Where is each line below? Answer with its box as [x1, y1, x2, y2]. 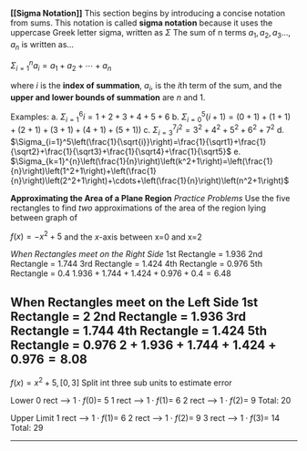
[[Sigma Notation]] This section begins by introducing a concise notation [10, 8, 286, 18]
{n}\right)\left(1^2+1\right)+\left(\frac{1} [10, 165, 158, 176]
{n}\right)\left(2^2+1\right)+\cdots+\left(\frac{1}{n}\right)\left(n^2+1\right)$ [10, 175, 290, 186]
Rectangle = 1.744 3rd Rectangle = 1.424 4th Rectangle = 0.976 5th [10, 259, 263, 270]
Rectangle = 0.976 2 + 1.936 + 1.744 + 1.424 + [10, 337, 277, 353]
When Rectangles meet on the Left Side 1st [10, 294, 259, 310]
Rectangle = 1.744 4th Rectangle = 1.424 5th [10, 323, 268, 338]
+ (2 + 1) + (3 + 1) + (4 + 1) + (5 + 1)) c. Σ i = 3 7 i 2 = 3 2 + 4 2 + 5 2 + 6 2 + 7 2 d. [10, 123, 285, 138]
